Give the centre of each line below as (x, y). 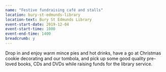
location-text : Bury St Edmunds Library (49, 19)
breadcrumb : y (20, 39)
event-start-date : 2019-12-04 (37, 24)
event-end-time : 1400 (28, 34)
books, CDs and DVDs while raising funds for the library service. (85, 64)
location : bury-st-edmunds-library (43, 15)
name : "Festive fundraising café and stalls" (54, 10)
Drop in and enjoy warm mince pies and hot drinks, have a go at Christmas (83, 53)
